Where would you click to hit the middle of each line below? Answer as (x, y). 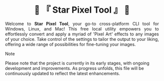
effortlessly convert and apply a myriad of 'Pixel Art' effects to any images (82, 34)
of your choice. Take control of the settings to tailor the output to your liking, (82, 39)
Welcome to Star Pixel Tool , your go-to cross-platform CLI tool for (82, 24)
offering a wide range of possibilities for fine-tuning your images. (71, 44)
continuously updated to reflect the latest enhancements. (63, 73)
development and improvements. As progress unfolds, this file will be (74, 68)
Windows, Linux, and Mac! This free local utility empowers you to (82, 29)
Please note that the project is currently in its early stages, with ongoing (77, 63)
